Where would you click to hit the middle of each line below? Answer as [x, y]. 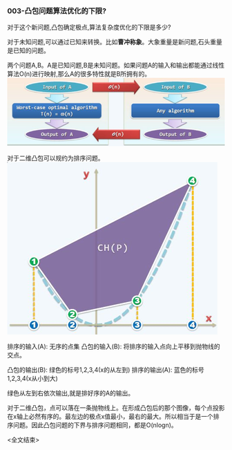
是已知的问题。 [28, 50]
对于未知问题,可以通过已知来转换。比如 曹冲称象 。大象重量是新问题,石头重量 [115, 42]
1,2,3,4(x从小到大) [33, 379]
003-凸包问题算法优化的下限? [57, 10]
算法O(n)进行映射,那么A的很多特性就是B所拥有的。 [79, 74]
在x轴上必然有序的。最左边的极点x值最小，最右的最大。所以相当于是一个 [110, 417]
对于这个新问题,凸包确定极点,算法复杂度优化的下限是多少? [89, 27]
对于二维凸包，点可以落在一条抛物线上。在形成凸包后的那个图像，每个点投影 [116, 408]
